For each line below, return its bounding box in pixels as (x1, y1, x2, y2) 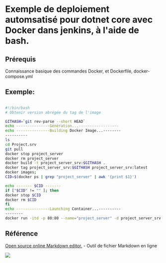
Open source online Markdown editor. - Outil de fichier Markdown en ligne (5, 243, 158, 249)
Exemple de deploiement (5, 3, 110, 15)
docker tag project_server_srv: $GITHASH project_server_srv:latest (5, 165, 148, 170)
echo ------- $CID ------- (5, 183, 61, 188)
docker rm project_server (5, 156, 59, 161)
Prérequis (5, 55, 36, 63)
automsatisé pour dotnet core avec (5, 14, 153, 25)
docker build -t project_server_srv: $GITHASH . (5, 161, 106, 166)
